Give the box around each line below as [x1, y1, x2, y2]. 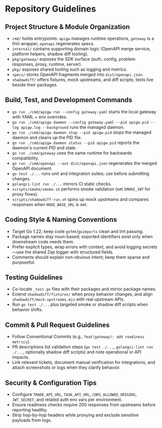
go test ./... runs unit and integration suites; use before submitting [12, 171, 149, 176]
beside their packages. [12, 82, 58, 88]
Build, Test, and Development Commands [5, 96, 133, 104]
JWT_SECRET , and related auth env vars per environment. [12, 396, 122, 403]
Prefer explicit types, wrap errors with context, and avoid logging [12, 244, 142, 250]
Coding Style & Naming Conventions [5, 216, 117, 224]
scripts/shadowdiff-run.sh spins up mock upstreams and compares [12, 196, 149, 202]
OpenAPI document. [12, 165, 53, 171]
